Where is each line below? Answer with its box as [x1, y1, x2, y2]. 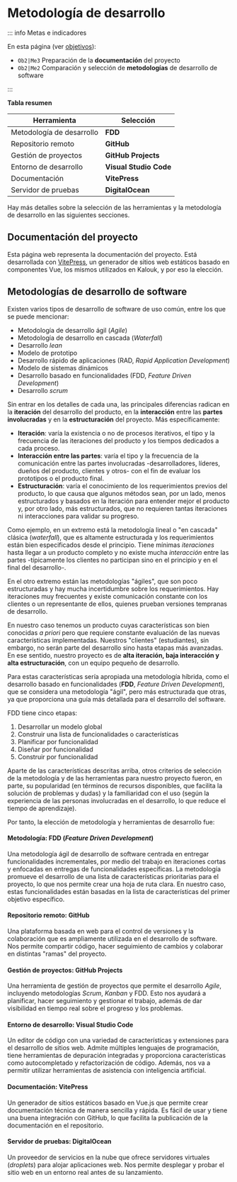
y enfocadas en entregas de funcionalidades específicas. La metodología [7, 864, 221, 873]
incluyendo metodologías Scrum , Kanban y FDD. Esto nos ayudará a [7, 989, 207, 998]
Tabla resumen [7, 98, 52, 107]
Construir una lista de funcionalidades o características [17, 729, 179, 739]
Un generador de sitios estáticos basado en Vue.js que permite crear [7, 1098, 209, 1107]
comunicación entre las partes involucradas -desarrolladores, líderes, [17, 459, 221, 468]
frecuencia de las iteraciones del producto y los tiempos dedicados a [17, 436, 219, 445]
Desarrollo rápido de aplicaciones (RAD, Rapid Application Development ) [17, 356, 230, 365]
